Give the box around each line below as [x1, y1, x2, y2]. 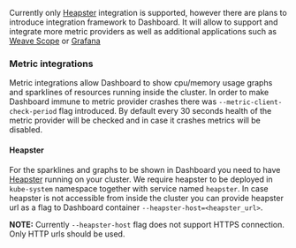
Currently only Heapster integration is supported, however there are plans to [9, 8, 287, 18]
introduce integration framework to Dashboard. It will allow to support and [9, 17, 278, 27]
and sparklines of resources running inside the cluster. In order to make [9, 87, 269, 98]
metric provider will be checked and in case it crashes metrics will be [9, 115, 261, 126]
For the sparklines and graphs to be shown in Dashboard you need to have [9, 164, 281, 175]
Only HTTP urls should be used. [9, 229, 125, 239]
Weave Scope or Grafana [9, 35, 101, 46]
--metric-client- [218, 98, 283, 107]
